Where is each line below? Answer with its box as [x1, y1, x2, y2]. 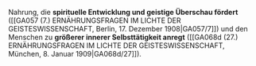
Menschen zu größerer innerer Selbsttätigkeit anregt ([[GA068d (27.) [8, 32, 239, 42]
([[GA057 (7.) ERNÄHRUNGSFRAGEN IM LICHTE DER [8, 16, 181, 25]
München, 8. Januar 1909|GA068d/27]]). [8, 49, 142, 58]
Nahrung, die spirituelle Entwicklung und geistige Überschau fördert [8, 8, 239, 16]
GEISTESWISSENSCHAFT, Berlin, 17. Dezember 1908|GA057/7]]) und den [8, 24, 248, 33]
